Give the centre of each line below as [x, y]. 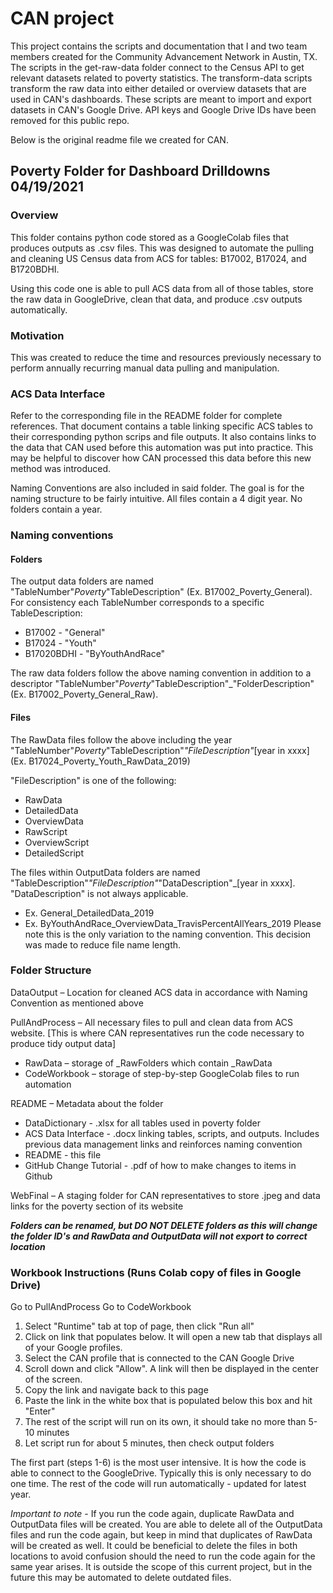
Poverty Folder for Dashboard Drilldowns [140, 171]
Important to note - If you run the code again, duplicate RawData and [152, 1514]
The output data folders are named [82, 581]
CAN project [62, 18]
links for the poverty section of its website [97, 1206]
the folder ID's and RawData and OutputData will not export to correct [159, 1236]
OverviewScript [57, 842]
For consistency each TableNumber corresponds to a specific [137, 603]
